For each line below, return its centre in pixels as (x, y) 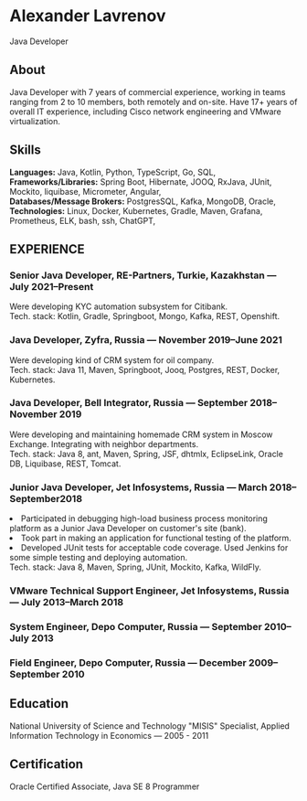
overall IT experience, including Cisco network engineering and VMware (145, 112)
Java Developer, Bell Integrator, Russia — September (129, 403)
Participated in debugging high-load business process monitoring (144, 518)
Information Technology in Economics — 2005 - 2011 (109, 735)
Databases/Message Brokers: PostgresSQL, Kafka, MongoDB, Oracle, (143, 201)
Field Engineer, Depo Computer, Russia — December (128, 662)
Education (39, 704)
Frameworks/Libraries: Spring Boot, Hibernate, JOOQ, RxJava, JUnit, (141, 182)
